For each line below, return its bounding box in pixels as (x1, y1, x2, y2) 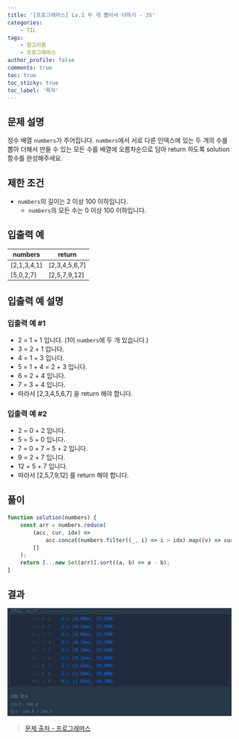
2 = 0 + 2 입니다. (17, 427, 66, 435)
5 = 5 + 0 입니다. (17, 435, 66, 444)
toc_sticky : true (7, 79, 59, 86)
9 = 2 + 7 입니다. (17, 453, 65, 462)
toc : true (7, 71, 37, 78)
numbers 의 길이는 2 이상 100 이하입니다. (17, 197, 129, 205)
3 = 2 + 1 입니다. (17, 345, 65, 353)
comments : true (7, 64, 53, 71)
